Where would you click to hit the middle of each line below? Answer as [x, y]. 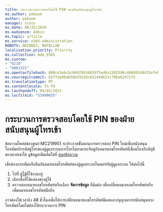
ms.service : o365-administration [39, 41]
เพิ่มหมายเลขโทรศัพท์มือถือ [33, 190]
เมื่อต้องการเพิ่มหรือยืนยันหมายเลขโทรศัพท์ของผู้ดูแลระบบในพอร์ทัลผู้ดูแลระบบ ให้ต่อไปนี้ [75, 164]
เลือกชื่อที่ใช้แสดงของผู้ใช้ [32, 179]
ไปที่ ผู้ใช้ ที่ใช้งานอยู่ [27, 174]
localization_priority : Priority [39, 50]
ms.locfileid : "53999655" [31, 95]
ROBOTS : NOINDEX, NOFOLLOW [32, 46]
